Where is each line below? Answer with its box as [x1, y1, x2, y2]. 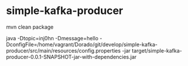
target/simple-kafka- [132, 47, 182, 54]
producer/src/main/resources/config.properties [6, 47, 121, 54]
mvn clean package [6, 23, 54, 30]
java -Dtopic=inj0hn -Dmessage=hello [6, 34, 99, 41]
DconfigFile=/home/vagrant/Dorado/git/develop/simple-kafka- [6, 41, 158, 48]
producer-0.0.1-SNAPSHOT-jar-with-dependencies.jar [6, 53, 137, 60]
